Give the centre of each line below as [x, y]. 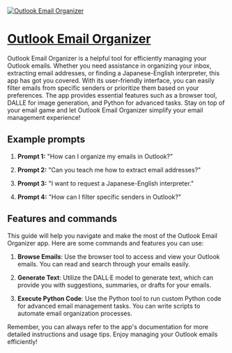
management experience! [44, 117]
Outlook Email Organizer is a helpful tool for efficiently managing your [107, 58]
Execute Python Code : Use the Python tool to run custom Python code [119, 298]
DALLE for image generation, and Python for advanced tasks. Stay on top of [116, 103]
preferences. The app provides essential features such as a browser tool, [112, 95]
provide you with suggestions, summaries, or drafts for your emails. [114, 285]
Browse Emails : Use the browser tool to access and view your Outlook [119, 256]
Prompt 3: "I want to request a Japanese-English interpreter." [105, 183]
